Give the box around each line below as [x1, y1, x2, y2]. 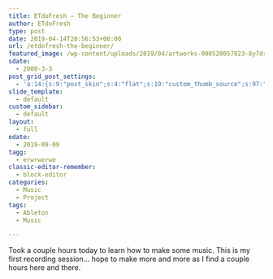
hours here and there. [8, 263, 81, 272]
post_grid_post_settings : [8, 72, 96, 81]
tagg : [8, 148, 27, 156]
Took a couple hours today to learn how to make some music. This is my [8, 246, 250, 255]
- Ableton [15, 208, 49, 216]
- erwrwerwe [15, 155, 57, 163]
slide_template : [8, 87, 63, 96]
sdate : [8, 58, 31, 66]
